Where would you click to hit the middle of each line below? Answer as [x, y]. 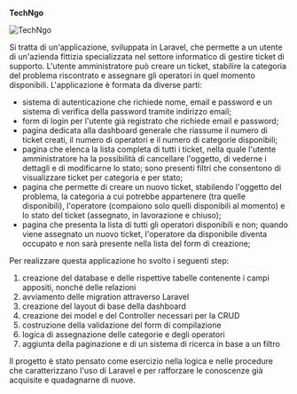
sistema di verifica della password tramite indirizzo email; [127, 111]
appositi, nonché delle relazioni [79, 287]
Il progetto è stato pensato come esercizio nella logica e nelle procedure [141, 361]
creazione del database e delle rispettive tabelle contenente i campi [146, 278]
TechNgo [27, 13]
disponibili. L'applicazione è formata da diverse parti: [106, 85]
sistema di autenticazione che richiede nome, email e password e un [147, 102]
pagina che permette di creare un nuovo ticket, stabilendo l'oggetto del [152, 187]
